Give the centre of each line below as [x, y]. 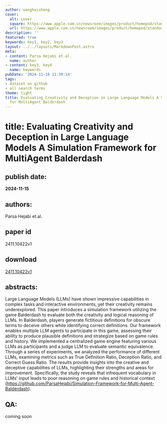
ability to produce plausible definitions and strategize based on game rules [82, 336]
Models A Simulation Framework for [81, 148]
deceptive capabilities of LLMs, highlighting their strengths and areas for [80, 368]
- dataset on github [27, 84]
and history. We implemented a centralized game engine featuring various [81, 341]
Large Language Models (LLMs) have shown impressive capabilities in [77, 299]
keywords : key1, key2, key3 [34, 42]
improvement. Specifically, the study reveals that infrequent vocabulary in [81, 373]
